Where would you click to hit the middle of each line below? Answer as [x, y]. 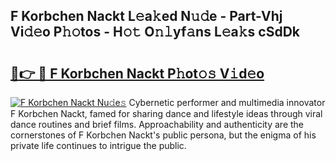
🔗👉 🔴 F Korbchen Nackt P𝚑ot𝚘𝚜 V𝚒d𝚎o [137, 73]
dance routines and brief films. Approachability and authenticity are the [157, 124]
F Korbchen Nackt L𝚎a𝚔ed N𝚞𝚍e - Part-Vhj [146, 16]
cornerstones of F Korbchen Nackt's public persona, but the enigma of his [163, 135]
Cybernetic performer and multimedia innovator [227, 102]
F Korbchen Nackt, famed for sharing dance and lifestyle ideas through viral [166, 113]
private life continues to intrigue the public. [98, 145]
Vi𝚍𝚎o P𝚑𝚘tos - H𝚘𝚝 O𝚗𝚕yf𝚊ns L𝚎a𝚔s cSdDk [155, 32]
